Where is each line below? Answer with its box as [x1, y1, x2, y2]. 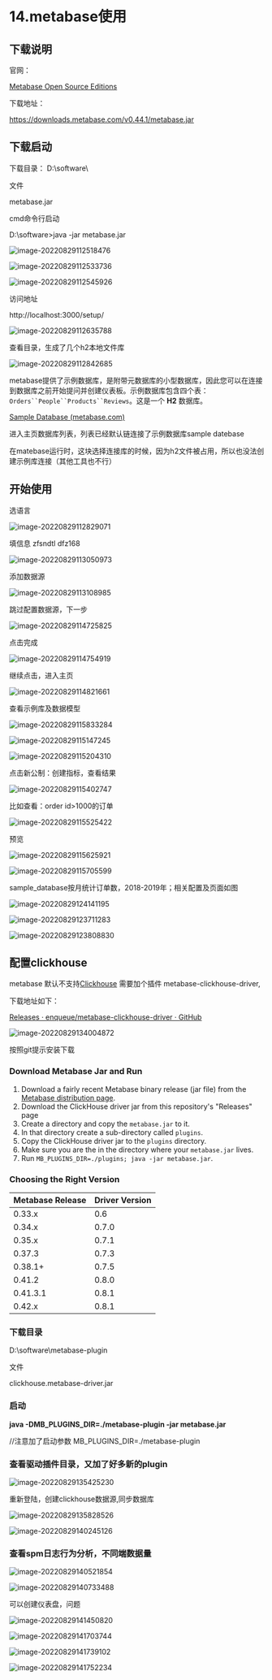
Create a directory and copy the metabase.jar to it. [20, 1119, 190, 1128]
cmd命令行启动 [9, 213, 60, 223]
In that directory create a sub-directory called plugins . [20, 1127, 204, 1137]
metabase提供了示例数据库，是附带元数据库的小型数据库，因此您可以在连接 [9, 375, 263, 385]
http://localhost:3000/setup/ [9, 310, 105, 319]
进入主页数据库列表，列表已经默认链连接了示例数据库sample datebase [9, 428, 244, 439]
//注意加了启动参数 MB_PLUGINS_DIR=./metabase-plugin [9, 1435, 201, 1446]
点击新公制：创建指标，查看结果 [9, 768, 116, 777]
